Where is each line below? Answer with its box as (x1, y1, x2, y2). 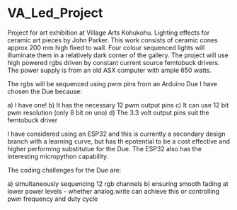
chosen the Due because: (7, 87, 83, 95)
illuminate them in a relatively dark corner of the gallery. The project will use (7, 51, 229, 59)
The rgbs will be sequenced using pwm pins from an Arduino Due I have (7, 79, 218, 88)
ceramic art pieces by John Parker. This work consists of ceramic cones (7, 35, 218, 44)
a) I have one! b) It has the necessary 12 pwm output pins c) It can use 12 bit (7, 100, 229, 109)
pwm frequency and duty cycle (7, 194, 98, 203)
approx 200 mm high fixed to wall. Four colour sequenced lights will (7, 43, 205, 52)
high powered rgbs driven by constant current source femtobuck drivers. (7, 58, 220, 66)
